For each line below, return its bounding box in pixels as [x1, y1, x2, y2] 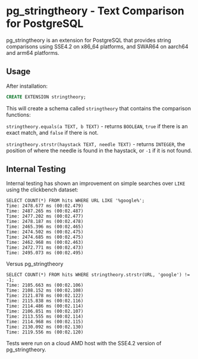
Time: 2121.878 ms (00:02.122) [6, 293, 84, 299]
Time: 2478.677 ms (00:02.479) [6, 203, 84, 209]
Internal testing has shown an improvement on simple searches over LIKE [6, 180, 186, 187]
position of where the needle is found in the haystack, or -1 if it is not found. [6, 147, 192, 154]
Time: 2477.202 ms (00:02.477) [6, 213, 84, 219]
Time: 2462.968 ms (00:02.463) [6, 240, 84, 246]
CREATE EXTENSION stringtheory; [6, 94, 86, 100]
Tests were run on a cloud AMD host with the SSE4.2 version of [6, 340, 162, 347]
